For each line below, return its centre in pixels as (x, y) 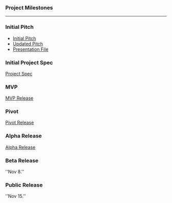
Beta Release (22, 160)
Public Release (24, 185)
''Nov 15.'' (16, 196)
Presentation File (30, 49)
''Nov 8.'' (15, 172)
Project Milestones (29, 8)
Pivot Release (20, 123)
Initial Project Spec (29, 62)
